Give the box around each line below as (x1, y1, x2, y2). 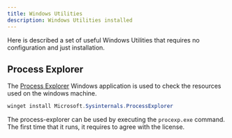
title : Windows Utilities (7, 10, 82, 17)
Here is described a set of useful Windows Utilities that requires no (7, 36, 201, 44)
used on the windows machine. (7, 89, 97, 98)
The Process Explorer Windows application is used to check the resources (7, 82, 222, 91)
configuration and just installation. (7, 43, 105, 52)
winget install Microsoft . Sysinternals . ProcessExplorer (7, 102, 173, 110)
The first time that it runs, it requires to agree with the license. (7, 123, 185, 131)
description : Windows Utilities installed (7, 17, 133, 24)
